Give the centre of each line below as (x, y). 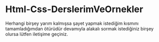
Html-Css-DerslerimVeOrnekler (74, 9)
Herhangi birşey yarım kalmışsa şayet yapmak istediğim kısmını (72, 23)
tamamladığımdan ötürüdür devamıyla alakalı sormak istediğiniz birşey (79, 28)
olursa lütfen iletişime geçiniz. (37, 34)
